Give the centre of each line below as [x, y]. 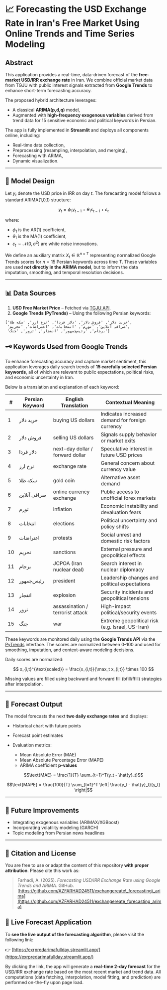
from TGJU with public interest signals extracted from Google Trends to [79, 85]
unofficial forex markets [128, 498]
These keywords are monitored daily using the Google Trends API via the [80, 639]
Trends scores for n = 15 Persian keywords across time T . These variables [81, 262]
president [64, 580]
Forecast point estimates [38, 735]
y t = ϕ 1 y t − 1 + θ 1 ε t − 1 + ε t [83, 210]
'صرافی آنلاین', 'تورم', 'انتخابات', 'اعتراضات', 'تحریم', [69, 326]
